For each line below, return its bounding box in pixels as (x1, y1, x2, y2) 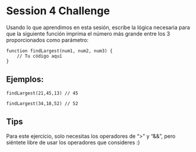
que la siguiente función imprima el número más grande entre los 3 (6, 30, 170, 37)
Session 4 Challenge (6, 4, 110, 18)
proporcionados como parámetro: (6, 36, 89, 43)
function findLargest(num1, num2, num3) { (6, 47, 113, 54)
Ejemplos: (6, 74, 44, 84)
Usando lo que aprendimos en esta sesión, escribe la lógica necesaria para (6, 24, 190, 31)
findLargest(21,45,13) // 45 (6, 90, 78, 96)
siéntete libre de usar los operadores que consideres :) (6, 138, 140, 146)
